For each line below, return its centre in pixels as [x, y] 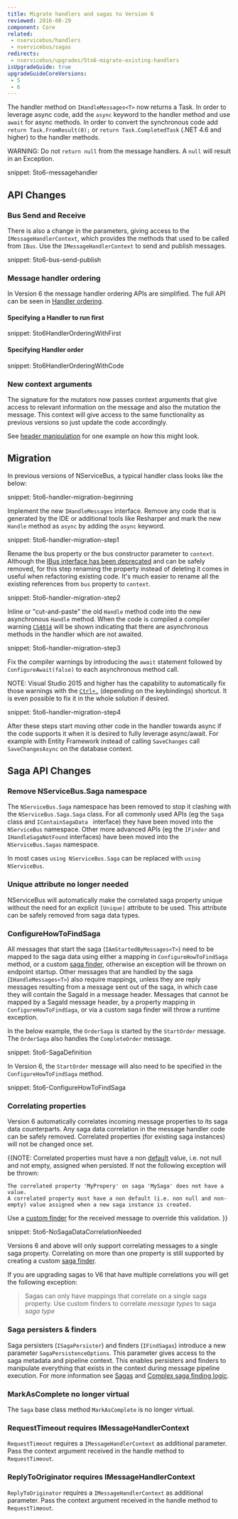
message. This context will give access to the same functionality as [106, 415]
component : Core [31, 27]
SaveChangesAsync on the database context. [70, 748]
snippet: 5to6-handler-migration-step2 [64, 597]
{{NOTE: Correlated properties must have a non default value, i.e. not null [114, 1158]
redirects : [23, 54]
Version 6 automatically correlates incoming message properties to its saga [118, 1121]
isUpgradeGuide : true [39, 67]
